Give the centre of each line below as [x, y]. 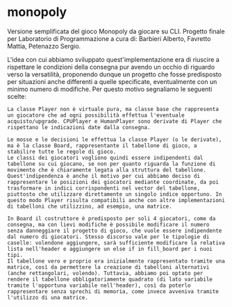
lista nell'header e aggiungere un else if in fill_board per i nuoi [110, 249]
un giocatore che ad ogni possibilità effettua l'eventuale [96, 115]
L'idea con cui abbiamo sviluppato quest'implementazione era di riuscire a [114, 59]
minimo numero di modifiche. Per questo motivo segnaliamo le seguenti [110, 89]
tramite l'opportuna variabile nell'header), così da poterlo [99, 285]
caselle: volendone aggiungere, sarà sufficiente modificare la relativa [116, 243]
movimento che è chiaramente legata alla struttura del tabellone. [107, 170]
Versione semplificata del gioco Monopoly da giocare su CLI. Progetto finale [116, 31]
